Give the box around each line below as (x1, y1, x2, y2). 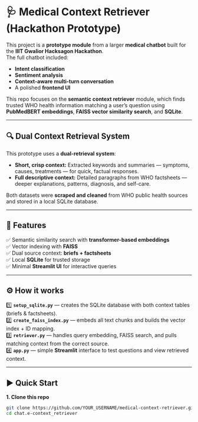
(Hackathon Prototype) (6, 22, 121, 35)
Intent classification (14, 65, 65, 72)
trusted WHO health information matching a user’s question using (6, 101, 165, 108)
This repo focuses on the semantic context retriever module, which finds (6, 95, 186, 103)
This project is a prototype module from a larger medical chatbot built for (6, 41, 187, 48)
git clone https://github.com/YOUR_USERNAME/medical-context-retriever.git (6, 405, 196, 411)
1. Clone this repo (6, 394, 49, 401)
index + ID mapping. (6, 325, 55, 332)
